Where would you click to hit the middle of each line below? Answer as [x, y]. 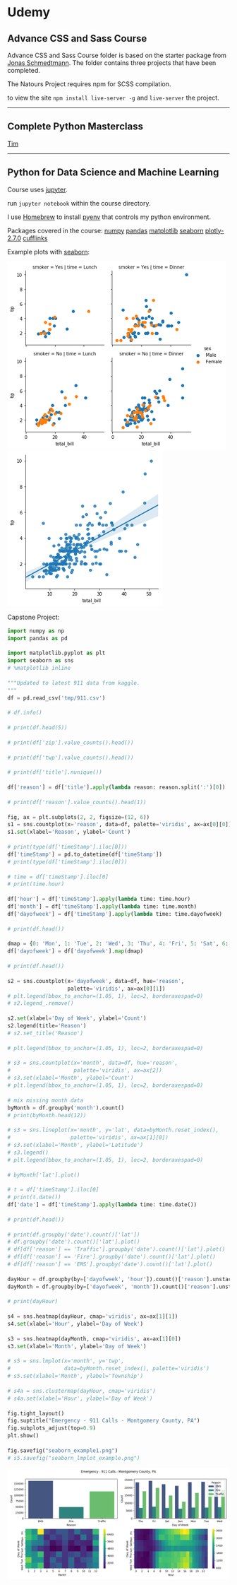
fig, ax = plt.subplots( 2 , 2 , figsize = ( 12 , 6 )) [79, 817]
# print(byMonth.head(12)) [47, 1115]
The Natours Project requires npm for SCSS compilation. [89, 84]
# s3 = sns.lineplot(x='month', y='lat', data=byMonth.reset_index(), [113, 1130]
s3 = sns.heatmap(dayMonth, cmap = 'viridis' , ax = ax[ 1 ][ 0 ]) [94, 1339]
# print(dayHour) [33, 1302]
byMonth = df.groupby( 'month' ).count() [66, 1108]
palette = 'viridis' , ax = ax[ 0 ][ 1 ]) [116, 989]
